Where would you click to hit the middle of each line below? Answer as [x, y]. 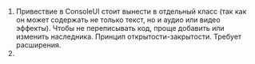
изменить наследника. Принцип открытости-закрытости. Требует [129, 36]
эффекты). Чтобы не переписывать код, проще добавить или [120, 28]
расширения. [38, 45]
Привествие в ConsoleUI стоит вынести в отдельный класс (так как [131, 11]
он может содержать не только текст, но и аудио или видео [118, 20]
